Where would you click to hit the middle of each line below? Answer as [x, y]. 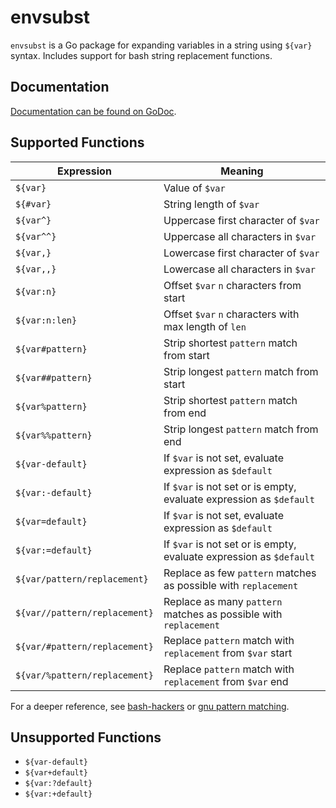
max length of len [205, 326]
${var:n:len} [46, 320]
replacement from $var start [228, 653]
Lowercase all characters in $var [239, 269]
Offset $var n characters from [232, 285]
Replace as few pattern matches [240, 573]
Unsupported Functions [86, 737]
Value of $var [194, 188]
